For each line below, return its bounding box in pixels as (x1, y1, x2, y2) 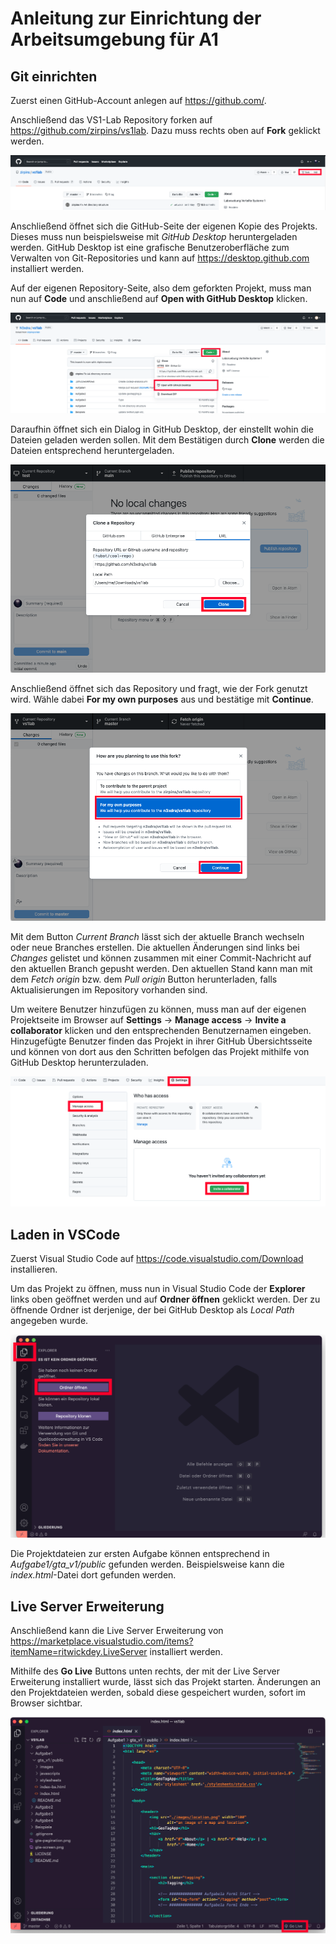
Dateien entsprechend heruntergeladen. (10, 444, 175, 456)
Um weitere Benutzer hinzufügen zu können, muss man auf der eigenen (10, 1003, 307, 1016)
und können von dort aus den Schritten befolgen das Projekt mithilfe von (10, 1046, 310, 1058)
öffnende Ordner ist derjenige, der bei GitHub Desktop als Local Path (10, 1304, 295, 1316)
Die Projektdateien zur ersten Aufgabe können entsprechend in (10, 1548, 270, 1560)
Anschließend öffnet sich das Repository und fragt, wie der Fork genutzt (10, 683, 308, 695)
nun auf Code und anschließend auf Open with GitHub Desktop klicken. (10, 292, 308, 304)
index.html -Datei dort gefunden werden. (10, 1569, 177, 1581)
